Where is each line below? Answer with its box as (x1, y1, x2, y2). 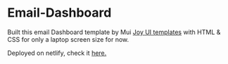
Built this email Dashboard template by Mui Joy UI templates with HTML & (7, 28, 221, 36)
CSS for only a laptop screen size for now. (7, 35, 129, 43)
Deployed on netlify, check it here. (7, 49, 107, 57)
